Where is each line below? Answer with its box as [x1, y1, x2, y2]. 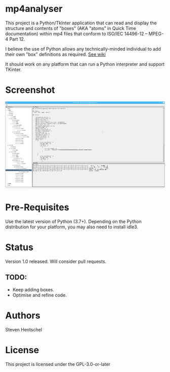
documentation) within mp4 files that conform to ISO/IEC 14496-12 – [5, 30, 148, 37]
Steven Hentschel [5, 326, 42, 332]
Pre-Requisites [5, 201, 69, 213]
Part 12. [9, 36, 25, 42]
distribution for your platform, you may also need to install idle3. [5, 224, 138, 230]
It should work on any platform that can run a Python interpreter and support [5, 61, 165, 67]
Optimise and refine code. [12, 292, 67, 298]
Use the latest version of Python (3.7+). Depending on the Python [5, 218, 142, 224]
